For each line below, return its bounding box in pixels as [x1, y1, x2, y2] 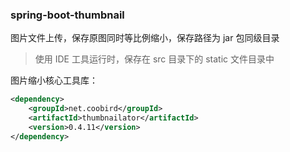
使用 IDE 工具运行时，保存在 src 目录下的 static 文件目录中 [34, 53, 275, 65]
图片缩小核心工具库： [10, 74, 98, 87]
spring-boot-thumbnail [10, 8, 125, 22]
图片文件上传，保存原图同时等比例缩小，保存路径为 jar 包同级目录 [10, 32, 280, 44]
